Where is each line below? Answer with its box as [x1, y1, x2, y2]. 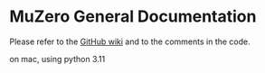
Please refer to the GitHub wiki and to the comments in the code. [9, 36, 251, 47]
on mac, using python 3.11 [9, 53, 106, 64]
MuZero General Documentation [9, 6, 257, 27]
